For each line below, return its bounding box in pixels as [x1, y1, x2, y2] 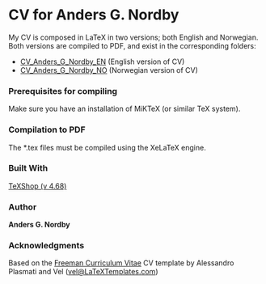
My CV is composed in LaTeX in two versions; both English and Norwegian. [8, 32, 259, 42]
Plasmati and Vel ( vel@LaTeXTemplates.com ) [8, 267, 158, 277]
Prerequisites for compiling [8, 85, 118, 96]
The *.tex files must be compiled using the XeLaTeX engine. [8, 142, 206, 152]
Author [8, 201, 37, 212]
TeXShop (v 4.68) [8, 180, 67, 191]
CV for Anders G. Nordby [8, 6, 179, 24]
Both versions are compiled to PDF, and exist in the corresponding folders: [8, 40, 256, 50]
